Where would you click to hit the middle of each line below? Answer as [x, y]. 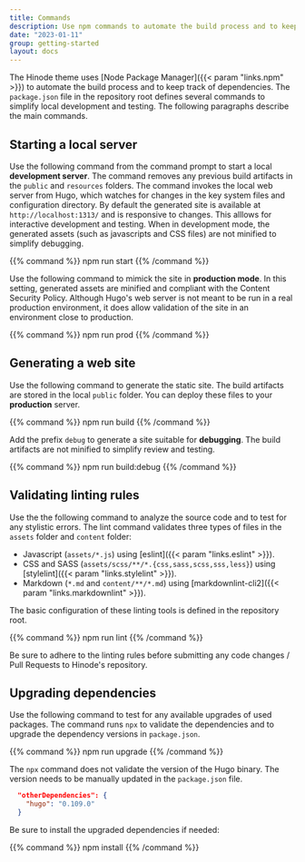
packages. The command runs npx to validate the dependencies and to [142, 725]
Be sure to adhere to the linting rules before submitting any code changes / [150, 655]
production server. [44, 404]
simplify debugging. [47, 243]
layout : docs [34, 52]
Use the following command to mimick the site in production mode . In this [148, 279]
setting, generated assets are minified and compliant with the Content [140, 288]
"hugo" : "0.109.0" [60, 804]
